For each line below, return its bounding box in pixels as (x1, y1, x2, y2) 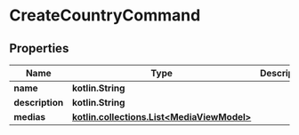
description (13, 97, 64, 108)
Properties (9, 41, 69, 56)
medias (13, 111, 46, 123)
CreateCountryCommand (9, 5, 201, 26)
